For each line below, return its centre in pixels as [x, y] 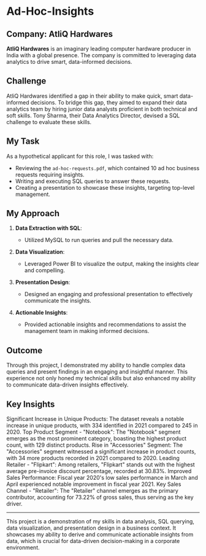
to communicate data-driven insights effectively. [67, 385]
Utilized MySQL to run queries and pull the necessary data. [99, 240]
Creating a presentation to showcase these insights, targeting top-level [105, 187]
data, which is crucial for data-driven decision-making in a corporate [93, 541]
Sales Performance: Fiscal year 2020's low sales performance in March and [102, 478]
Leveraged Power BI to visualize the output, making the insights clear [112, 264]
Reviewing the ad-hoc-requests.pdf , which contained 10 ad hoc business [107, 168]
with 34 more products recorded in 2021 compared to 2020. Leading [93, 458]
